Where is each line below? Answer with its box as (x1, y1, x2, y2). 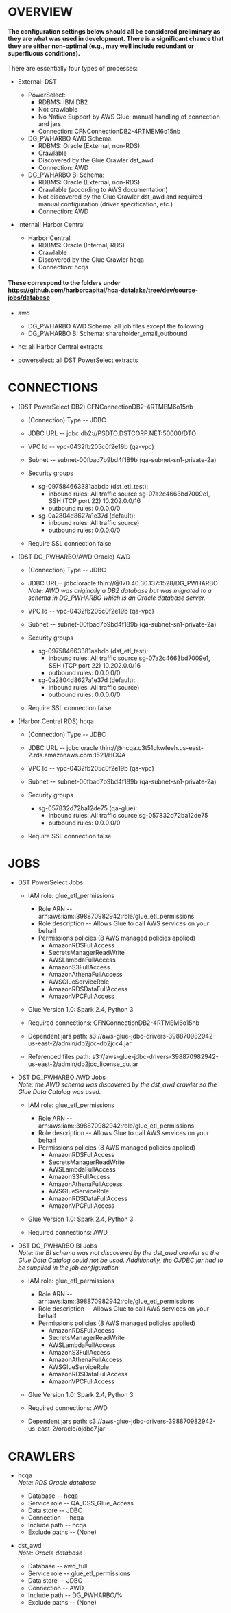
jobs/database (8, 293, 51, 302)
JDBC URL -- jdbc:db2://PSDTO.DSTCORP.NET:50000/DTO (27, 429, 197, 437)
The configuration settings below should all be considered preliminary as (8, 27, 221, 35)
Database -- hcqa (27, 1492, 78, 1500)
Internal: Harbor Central (17, 221, 85, 229)
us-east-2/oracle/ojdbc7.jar (27, 1424, 106, 1433)
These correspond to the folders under (8, 278, 121, 287)
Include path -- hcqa (27, 1521, 86, 1529)
